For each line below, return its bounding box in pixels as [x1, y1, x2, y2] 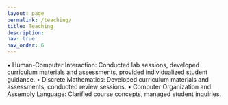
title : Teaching [7, 23, 53, 30]
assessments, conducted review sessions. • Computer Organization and [7, 83, 212, 91]
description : [7, 29, 45, 36]
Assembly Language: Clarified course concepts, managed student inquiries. [7, 90, 221, 98]
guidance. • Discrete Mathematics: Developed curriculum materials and [7, 75, 209, 83]
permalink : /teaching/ [7, 16, 72, 23]
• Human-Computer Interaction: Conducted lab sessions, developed [7, 61, 200, 69]
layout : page [7, 10, 45, 17]
